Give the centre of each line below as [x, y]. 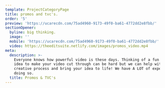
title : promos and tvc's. [31, 14]
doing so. [24, 73]
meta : [11, 50]
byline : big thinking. [33, 32]
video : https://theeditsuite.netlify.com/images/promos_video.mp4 [79, 46]
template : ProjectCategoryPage [37, 10]
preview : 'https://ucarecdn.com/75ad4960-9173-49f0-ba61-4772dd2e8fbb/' [81, 23]
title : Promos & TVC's [33, 78]
